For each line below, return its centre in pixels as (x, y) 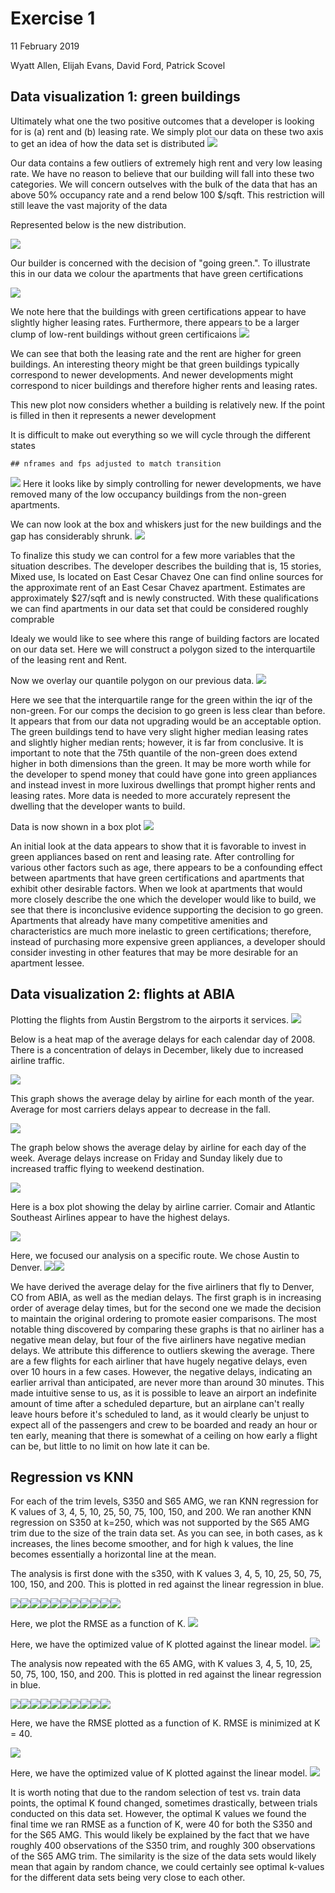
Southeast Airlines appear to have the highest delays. (120, 1217)
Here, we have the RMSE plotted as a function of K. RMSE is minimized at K (165, 1723)
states (23, 445)
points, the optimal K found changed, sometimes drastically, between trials (164, 1803)
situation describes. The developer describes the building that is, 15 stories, (166, 566)
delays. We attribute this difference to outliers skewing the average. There (162, 1350)
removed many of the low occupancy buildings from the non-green (148, 494)
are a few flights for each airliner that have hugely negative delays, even (159, 1361)
